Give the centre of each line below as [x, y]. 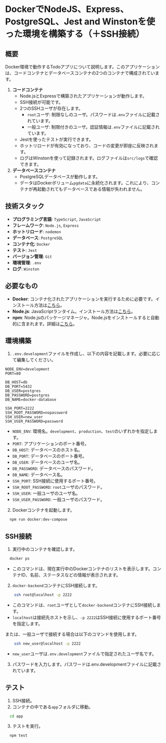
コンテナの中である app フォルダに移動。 [53, 707]
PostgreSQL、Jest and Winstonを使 [80, 22]
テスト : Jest [25, 250]
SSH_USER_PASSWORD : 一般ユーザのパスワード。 [58, 500]
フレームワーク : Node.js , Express [46, 225]
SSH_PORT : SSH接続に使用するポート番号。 [55, 481]
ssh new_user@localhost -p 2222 [47, 643]
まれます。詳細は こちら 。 [52, 324]
